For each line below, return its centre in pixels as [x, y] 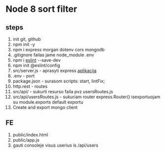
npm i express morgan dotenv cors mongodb [59, 50]
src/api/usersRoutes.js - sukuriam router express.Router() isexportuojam [86, 97]
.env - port [24, 76]
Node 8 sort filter [41, 9]
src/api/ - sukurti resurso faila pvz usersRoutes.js [63, 92]
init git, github [27, 39]
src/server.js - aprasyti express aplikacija [55, 71]
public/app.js [26, 140]
